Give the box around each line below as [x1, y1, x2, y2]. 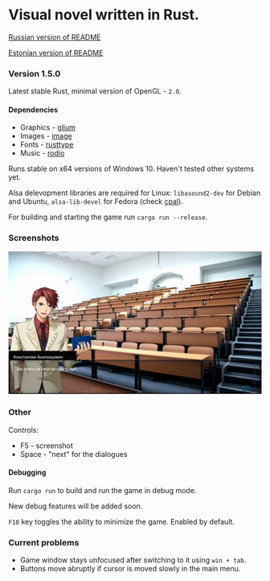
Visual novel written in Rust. [8, 6, 199, 24]
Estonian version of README [8, 48, 104, 57]
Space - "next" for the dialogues [19, 449, 128, 459]
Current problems [8, 537, 80, 548]
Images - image [19, 131, 72, 141]
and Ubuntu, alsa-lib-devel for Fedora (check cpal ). [8, 197, 183, 206]
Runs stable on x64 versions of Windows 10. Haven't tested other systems [8, 164, 255, 174]
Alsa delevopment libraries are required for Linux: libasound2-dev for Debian [8, 188, 261, 198]
